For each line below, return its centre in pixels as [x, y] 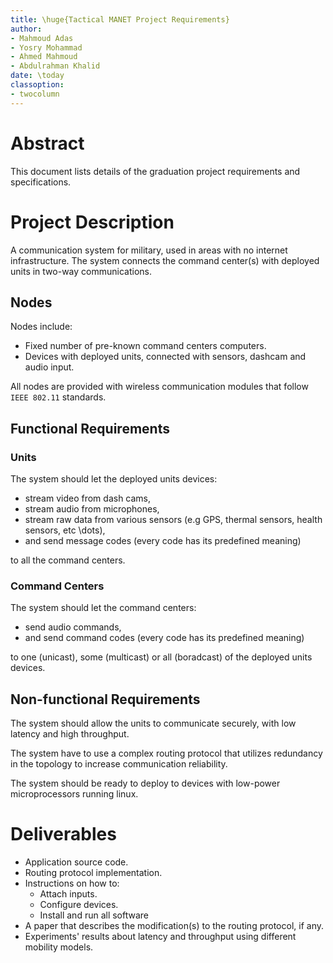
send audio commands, [73, 627]
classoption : [37, 85]
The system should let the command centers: [103, 608]
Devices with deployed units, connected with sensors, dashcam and [165, 357]
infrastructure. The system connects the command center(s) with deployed [165, 260]
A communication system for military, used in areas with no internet [149, 250]
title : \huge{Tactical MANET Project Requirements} [120, 19]
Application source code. [76, 862]
